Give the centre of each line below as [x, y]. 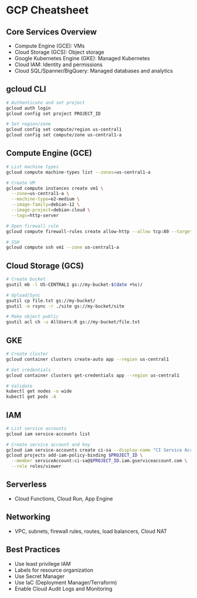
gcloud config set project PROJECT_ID [53, 114]
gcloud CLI [26, 89]
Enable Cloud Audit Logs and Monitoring [63, 589]
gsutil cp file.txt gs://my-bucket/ [51, 300]
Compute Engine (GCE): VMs [50, 46]
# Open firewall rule [33, 226]
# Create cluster [27, 354]
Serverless [26, 485]
